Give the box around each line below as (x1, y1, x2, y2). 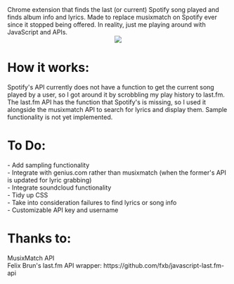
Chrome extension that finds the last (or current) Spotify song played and (7, 6, 219, 13)
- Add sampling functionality (7, 161, 90, 169)
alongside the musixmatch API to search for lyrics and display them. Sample (7, 105, 228, 113)
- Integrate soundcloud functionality (7, 183, 112, 192)
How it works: (7, 60, 90, 75)
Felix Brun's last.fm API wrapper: (7, 261, 102, 269)
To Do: (7, 137, 46, 154)
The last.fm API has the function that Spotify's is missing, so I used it (7, 97, 206, 106)
